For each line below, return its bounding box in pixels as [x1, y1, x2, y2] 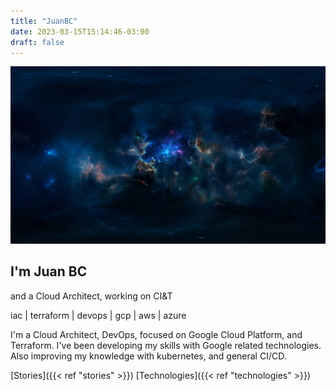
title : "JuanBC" [10, 16, 78, 26]
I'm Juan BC [10, 263, 88, 280]
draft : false [10, 37, 65, 47]
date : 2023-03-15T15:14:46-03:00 [10, 26, 150, 37]
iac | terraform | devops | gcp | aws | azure [10, 309, 187, 321]
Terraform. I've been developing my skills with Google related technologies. [10, 339, 322, 351]
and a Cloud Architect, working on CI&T [10, 290, 173, 302]
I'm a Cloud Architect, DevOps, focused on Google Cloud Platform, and [10, 328, 303, 340]
